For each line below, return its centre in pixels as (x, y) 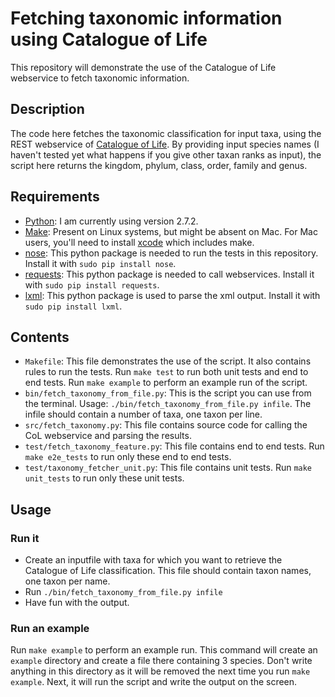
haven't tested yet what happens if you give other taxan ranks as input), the (166, 154)
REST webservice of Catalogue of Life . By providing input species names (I (165, 144)
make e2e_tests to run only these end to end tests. (128, 457)
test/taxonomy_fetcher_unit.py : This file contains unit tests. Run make (168, 468)
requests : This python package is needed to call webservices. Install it (169, 274)
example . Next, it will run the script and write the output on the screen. (154, 682)
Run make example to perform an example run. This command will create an (164, 650)
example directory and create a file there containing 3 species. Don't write (161, 661)
